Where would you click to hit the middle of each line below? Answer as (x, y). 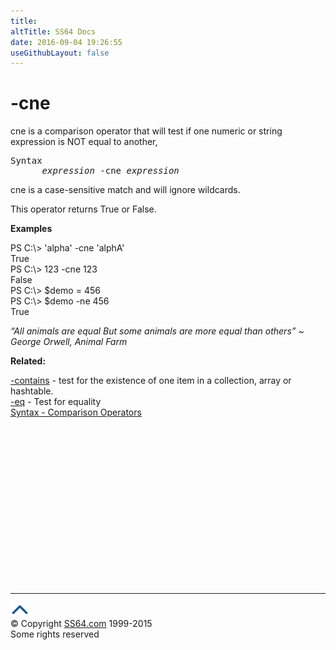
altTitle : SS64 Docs (53, 31)
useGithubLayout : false (60, 53)
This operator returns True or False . (83, 209)
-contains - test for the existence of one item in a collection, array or (151, 381)
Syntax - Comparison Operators (76, 412)
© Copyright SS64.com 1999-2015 (81, 624)
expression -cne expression (110, 171)
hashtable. (32, 391)
